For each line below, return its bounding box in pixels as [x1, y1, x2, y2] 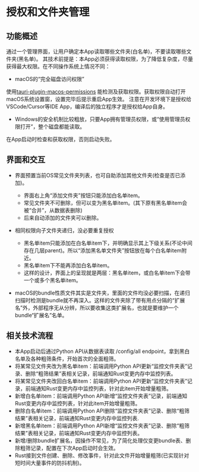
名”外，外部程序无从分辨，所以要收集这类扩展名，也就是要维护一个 [14, 304, 179, 311]
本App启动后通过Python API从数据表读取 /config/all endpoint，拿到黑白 [14, 348, 190, 355]
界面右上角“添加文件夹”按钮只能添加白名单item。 [23, 192, 144, 199]
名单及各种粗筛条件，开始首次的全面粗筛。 [14, 355, 119, 362]
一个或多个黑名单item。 [23, 276, 81, 283]
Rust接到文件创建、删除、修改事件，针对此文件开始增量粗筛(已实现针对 [14, 452, 189, 459]
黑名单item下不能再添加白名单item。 [23, 261, 113, 268]
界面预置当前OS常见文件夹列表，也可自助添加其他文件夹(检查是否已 [14, 171, 181, 179]
